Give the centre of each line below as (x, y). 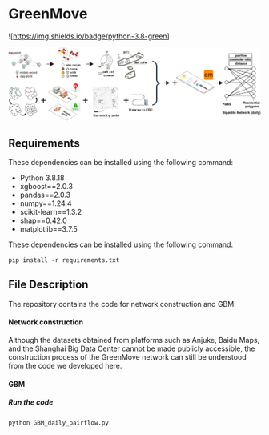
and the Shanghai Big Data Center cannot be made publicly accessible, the (132, 348)
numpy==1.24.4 (46, 203)
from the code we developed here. (65, 366)
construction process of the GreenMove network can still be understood (127, 357)
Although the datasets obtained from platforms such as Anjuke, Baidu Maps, (134, 340)
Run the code (31, 402)
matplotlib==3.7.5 (48, 229)
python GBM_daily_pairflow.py (59, 423)
